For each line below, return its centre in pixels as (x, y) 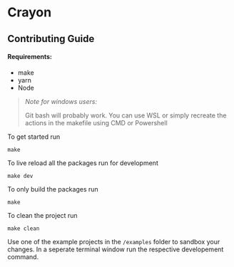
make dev (20, 176)
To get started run (34, 137)
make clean (24, 229)
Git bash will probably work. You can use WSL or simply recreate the (126, 115)
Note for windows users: (61, 101)
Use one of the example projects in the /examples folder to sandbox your (114, 241)
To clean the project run (42, 215)
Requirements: (30, 57)
